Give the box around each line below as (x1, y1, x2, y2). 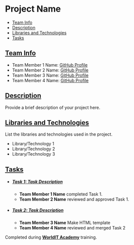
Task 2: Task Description (12, 208, 64, 213)
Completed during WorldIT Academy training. (5, 234, 97, 240)
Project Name (5, 3, 61, 15)
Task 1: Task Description (12, 179, 63, 185)
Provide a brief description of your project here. (5, 105, 100, 110)
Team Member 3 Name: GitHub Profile (12, 72, 89, 78)
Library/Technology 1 (12, 141, 54, 147)
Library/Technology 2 (12, 146, 55, 152)
